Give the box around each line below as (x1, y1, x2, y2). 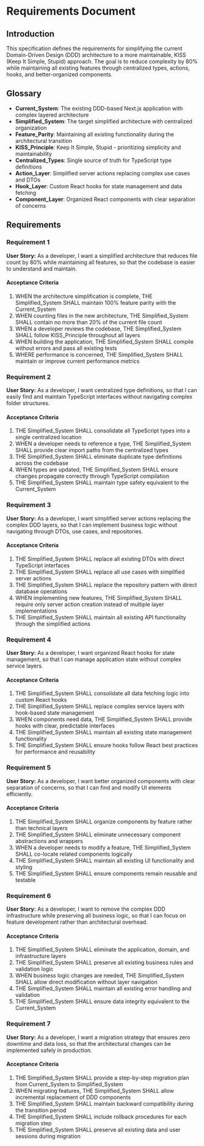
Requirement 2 (6, 373, 51, 381)
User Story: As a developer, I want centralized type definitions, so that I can (6, 387, 197, 393)
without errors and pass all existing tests (15, 344, 117, 352)
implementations (15, 607, 57, 615)
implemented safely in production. (6, 1046, 93, 1054)
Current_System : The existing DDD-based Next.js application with (15, 104, 183, 112)
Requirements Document (6, 4, 136, 18)
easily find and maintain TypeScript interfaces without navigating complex (6, 393, 193, 400)
